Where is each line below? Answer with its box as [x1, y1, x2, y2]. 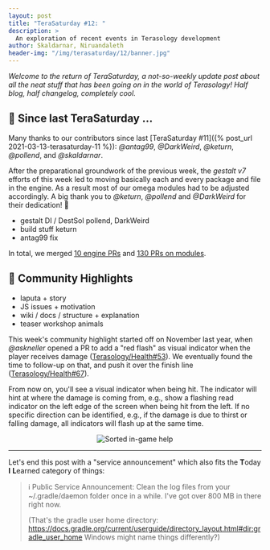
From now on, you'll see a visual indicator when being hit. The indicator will [8, 384, 257, 394]
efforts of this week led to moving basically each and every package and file [8, 174, 261, 184]
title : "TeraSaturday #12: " [8, 19, 106, 27]
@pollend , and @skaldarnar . [8, 150, 103, 159]
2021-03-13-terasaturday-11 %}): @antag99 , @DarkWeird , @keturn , [8, 142, 235, 151]
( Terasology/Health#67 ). [8, 368, 90, 378]
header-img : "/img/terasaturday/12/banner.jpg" [8, 49, 171, 57]
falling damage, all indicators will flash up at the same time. [8, 418, 204, 428]
